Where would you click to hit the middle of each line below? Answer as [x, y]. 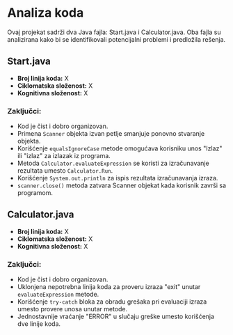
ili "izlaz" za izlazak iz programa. [64, 156]
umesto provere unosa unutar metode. [72, 309]
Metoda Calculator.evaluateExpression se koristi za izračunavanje [113, 163]
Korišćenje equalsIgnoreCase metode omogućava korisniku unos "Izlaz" [120, 148]
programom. [35, 193]
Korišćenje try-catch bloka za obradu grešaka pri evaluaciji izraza [112, 302]
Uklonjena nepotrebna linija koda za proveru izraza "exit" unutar [109, 287]
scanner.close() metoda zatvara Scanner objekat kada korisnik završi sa [122, 185]
